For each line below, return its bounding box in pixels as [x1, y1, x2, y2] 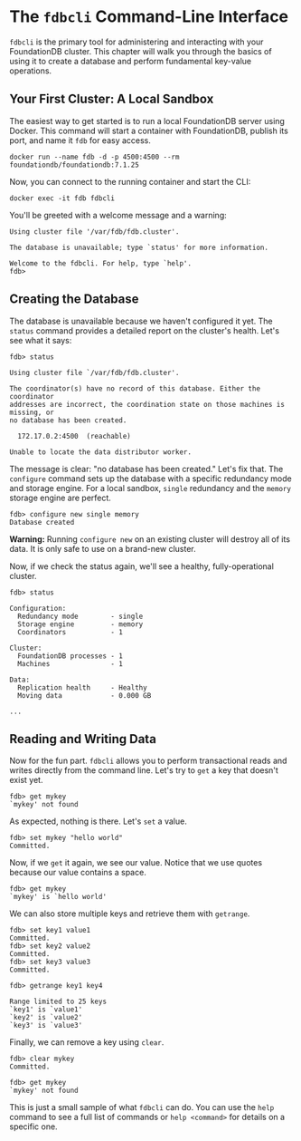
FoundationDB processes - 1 [17, 651, 124, 661]
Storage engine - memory [17, 619, 144, 629]
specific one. [9, 1121, 58, 1132]
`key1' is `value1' [9, 1005, 83, 1014]
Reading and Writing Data [9, 731, 156, 747]
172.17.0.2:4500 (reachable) [17, 431, 131, 440]
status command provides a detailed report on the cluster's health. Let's [9, 324, 280, 336]
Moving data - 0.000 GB [17, 691, 152, 700]
